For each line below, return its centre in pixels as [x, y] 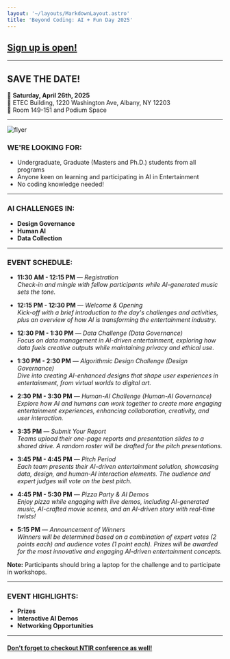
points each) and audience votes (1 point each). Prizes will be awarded [117, 544]
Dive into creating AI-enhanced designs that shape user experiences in [118, 375]
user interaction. [40, 418]
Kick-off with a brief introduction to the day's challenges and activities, [118, 312]
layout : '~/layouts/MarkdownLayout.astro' [68, 13]
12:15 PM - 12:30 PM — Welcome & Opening [80, 305]
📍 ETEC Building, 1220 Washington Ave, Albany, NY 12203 [89, 103]
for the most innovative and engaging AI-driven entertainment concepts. [119, 552]
